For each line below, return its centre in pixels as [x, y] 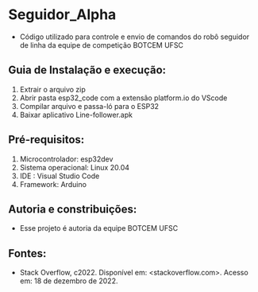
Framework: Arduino [53, 184]
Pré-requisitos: [46, 140]
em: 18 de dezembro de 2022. [69, 281]
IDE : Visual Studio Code [60, 176]
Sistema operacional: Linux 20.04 [74, 167]
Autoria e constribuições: [73, 209]
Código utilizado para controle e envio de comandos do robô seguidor [135, 37]
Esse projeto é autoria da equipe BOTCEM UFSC [99, 228]
